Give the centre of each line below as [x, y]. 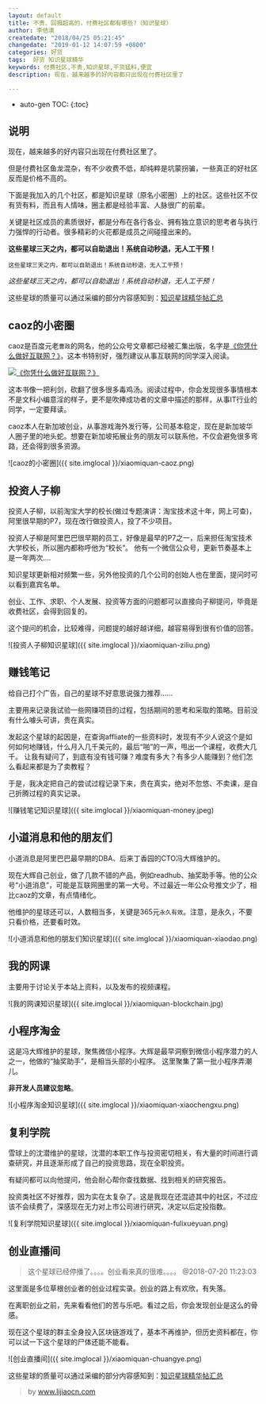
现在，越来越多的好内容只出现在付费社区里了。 [84, 152]
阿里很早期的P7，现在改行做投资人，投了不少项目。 [92, 521]
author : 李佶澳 [31, 30]
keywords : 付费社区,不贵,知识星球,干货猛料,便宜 [80, 67]
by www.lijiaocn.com [62, 1391]
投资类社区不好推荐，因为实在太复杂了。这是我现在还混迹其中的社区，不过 [129, 1197]
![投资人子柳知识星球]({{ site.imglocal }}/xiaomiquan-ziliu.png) [110, 645]
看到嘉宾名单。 [39, 585]
